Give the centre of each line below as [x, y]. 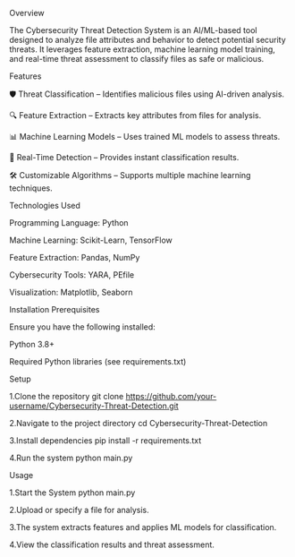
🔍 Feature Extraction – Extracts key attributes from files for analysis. [135, 115]
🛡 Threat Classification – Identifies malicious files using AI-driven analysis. [147, 94]
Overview [27, 13]
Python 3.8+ [32, 344]
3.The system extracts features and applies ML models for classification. [143, 527]
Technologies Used [45, 206]
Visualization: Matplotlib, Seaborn [71, 292]
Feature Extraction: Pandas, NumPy [75, 257]
